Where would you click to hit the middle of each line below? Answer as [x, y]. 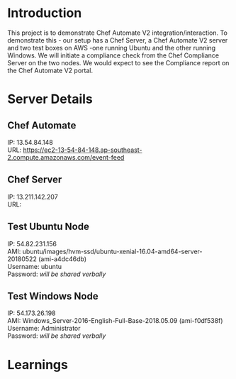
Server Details [50, 99]
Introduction [45, 13]
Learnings [38, 364]
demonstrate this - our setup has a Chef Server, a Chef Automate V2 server [118, 40]
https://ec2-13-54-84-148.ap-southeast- [83, 150]
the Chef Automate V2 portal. [50, 70]
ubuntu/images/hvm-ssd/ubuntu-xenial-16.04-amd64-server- [112, 251]
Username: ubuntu [35, 266]
